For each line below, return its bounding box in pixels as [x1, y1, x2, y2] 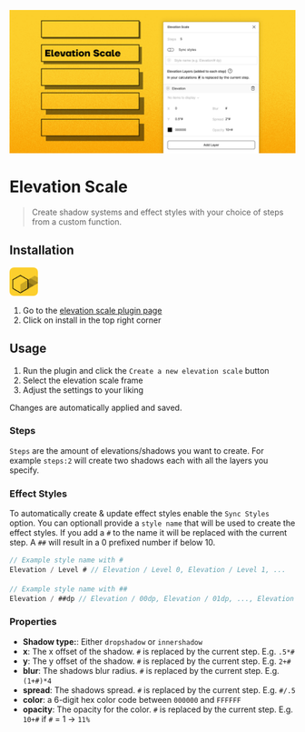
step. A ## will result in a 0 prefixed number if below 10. [9, 537, 216, 548]
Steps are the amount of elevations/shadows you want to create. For [9, 445, 265, 456]
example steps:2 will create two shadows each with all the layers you [9, 455, 269, 466]
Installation [9, 243, 74, 258]
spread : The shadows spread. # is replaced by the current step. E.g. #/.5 [22, 684, 296, 696]
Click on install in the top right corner [22, 315, 162, 326]
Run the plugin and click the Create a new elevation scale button [22, 365, 270, 376]
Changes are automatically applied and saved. [9, 402, 182, 413]
